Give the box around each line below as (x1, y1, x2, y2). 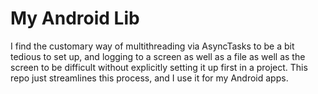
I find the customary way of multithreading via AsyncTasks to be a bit (10, 40, 295, 52)
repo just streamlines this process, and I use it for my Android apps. (10, 72, 289, 84)
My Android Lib (10, 7, 140, 30)
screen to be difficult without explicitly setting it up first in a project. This (10, 61, 308, 73)
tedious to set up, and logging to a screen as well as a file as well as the (10, 50, 306, 62)
